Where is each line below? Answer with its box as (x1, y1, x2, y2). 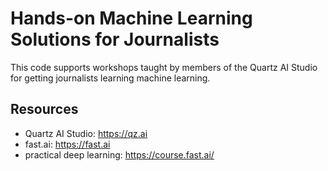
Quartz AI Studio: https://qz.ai (24, 127, 148, 139)
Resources (10, 101, 79, 118)
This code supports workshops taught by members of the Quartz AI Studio (10, 61, 318, 73)
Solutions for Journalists (10, 28, 220, 51)
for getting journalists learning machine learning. (10, 72, 211, 84)
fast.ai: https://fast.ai (24, 138, 111, 150)
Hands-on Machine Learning (10, 7, 253, 30)
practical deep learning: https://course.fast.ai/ (24, 148, 215, 161)
